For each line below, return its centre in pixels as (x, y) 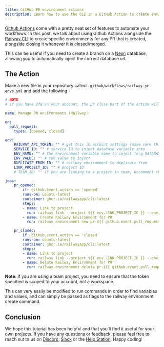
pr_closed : (25, 231)
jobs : (10, 181)
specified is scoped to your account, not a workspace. (60, 282)
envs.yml (14, 91)
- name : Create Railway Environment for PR (67, 217)
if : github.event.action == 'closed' (61, 235)
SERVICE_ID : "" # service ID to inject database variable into (80, 149)
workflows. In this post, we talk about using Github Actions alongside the (78, 33)
